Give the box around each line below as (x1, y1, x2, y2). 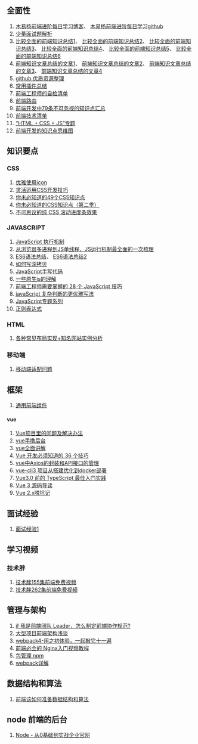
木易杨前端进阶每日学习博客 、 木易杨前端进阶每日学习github (15, 23, 163, 30)
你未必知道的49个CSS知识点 (15, 193, 85, 201)
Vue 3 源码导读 (15, 482, 53, 489)
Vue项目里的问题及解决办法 (15, 430, 83, 437)
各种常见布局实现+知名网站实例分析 (15, 334, 103, 342)
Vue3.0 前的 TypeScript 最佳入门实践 (15, 475, 107, 482)
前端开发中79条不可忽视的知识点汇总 (15, 104, 106, 111)
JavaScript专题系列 (15, 297, 63, 305)
